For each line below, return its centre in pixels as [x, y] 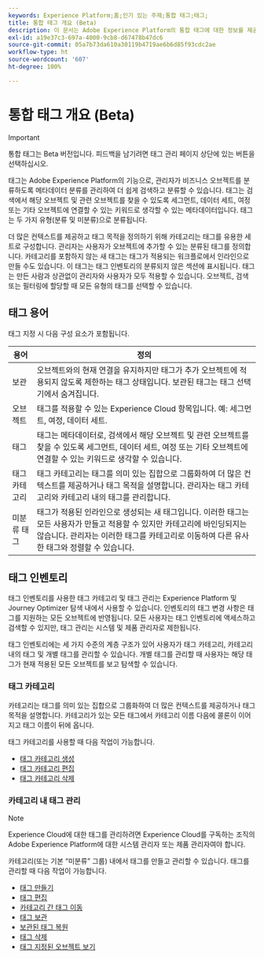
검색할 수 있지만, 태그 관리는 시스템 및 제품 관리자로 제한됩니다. [104, 628]
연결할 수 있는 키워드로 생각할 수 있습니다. [109, 459]
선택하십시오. [28, 163]
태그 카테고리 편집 [47, 768]
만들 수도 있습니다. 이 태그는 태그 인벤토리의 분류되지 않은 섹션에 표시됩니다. [125, 266]
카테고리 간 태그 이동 [51, 907]
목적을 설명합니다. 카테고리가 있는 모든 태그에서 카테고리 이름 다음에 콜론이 [123, 715]
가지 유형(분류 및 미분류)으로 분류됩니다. [86, 219]
